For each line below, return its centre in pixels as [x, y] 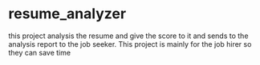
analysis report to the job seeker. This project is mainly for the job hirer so [130, 44]
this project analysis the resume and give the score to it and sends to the [128, 36]
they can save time [39, 52]
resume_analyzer [67, 14]
